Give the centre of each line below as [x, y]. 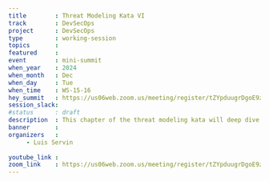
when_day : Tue [41, 82]
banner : [34, 127]
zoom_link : [34, 165]
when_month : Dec [41, 75]
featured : [34, 53]
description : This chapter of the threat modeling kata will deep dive [134, 120]
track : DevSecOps [51, 23]
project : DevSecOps [51, 30]
